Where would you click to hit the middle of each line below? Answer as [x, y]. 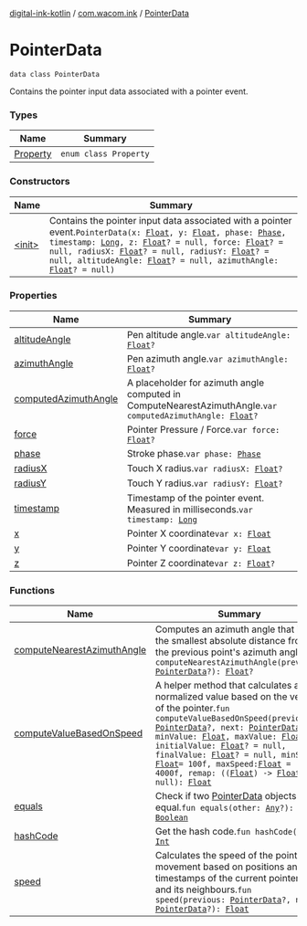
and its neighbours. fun [203, 889]
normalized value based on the [221, 697]
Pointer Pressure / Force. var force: [203, 429]
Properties [33, 296]
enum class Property [106, 154]
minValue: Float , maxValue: [216, 737]
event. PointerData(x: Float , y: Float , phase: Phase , [167, 232]
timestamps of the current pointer [227, 879]
